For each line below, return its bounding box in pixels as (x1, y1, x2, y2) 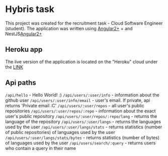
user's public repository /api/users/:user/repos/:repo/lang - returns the (5, 113, 157, 119)
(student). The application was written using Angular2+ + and (5, 25, 133, 31)
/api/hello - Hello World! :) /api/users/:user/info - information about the (5, 92, 159, 98)
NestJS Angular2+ (5, 31, 42, 37)
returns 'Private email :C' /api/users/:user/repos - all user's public (5, 102, 144, 108)
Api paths (5, 79, 36, 87)
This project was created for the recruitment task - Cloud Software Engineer (5, 20, 163, 26)
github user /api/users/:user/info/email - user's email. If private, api (5, 97, 150, 103)
